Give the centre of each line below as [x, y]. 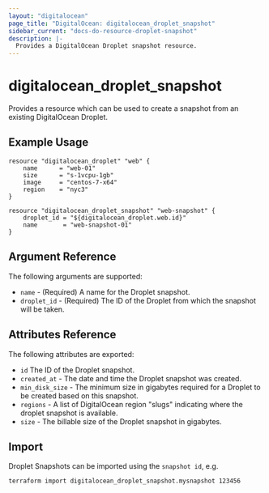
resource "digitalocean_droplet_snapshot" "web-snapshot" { [112, 210]
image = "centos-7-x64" [70, 182]
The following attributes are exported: [71, 354]
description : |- [36, 38]
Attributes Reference [62, 335]
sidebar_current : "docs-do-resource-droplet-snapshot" [103, 31]
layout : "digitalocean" [49, 16]
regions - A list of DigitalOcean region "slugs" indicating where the [131, 404]
